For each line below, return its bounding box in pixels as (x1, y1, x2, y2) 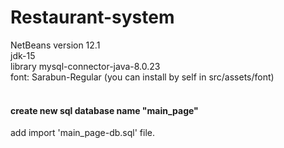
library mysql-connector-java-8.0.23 (10, 60, 161, 72)
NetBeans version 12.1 (10, 39, 101, 51)
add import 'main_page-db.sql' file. (10, 127, 155, 139)
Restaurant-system (10, 6, 175, 29)
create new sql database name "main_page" (10, 104, 199, 116)
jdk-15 (10, 49, 36, 61)
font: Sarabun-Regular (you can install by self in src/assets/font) (10, 71, 275, 83)
